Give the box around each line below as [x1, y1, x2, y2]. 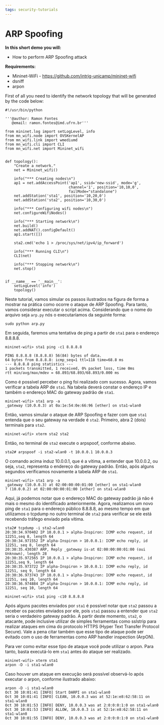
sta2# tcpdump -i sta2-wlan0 [5, 525, 65, 531]
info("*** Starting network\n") [14, 219, 80, 224]
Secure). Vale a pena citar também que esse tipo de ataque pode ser [5, 628, 144, 634]
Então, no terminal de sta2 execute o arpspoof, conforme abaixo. [5, 440, 136, 446]
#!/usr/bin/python [5, 107, 43, 113]
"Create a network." [14, 163, 56, 168]
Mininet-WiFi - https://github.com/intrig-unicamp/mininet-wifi [12, 73, 136, 79]
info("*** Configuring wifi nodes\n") [14, 206, 93, 211]
